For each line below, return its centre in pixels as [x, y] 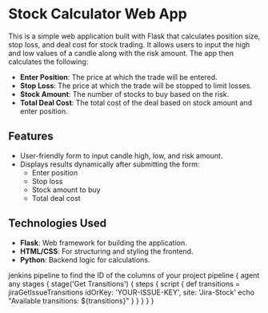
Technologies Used [57, 224]
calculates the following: [48, 62]
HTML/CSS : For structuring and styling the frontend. [106, 251]
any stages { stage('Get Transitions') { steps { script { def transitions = [124, 283]
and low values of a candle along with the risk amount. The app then [121, 53]
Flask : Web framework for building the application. [104, 243]
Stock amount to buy [66, 190]
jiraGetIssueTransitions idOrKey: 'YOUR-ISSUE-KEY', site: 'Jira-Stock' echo [131, 292]
